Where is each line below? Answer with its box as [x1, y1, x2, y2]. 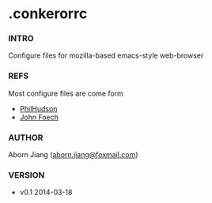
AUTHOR [8, 132, 44, 143]
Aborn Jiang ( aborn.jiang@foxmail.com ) [8, 150, 138, 160]
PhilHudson [19, 103, 58, 113]
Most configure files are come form [8, 88, 124, 98]
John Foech [19, 112, 59, 122]
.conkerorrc [8, 5, 88, 23]
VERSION [8, 170, 45, 180]
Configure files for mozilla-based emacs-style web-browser [8, 51, 204, 60]
